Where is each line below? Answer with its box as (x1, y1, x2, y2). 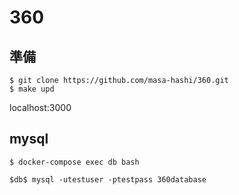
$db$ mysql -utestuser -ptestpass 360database (9, 174, 207, 185)
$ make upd (9, 84, 55, 94)
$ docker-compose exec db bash (9, 157, 140, 167)
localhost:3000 (9, 102, 72, 113)
